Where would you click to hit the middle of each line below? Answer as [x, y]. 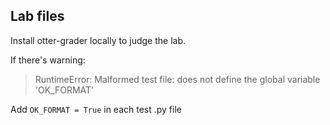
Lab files [37, 16]
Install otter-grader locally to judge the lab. [98, 40]
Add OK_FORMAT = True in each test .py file [96, 109]
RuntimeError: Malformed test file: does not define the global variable [177, 79]
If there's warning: [48, 60]
